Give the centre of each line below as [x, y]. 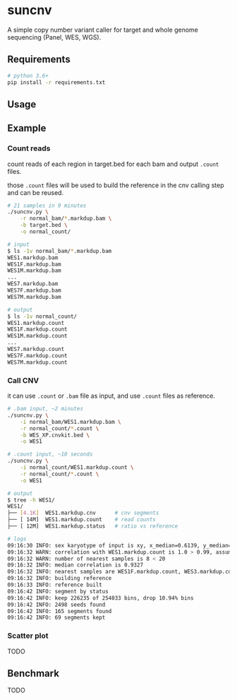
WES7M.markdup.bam [34, 297]
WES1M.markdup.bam [34, 271]
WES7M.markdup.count [38, 362]
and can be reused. [36, 192]
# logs [17, 539]
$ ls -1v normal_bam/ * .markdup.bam [60, 251]
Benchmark [34, 673]
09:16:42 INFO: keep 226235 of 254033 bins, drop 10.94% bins [101, 598]
